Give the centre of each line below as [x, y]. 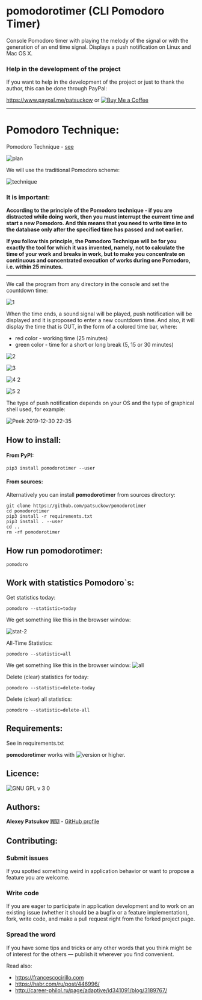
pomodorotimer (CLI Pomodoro [85, 11]
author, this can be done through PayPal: [57, 89]
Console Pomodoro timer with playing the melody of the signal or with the [97, 40]
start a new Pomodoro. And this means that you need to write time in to [97, 223]
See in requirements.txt [35, 743]
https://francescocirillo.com [49, 977]
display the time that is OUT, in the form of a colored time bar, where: [92, 327]
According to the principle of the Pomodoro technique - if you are [89, 210]
